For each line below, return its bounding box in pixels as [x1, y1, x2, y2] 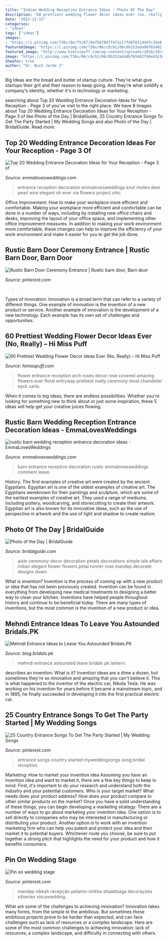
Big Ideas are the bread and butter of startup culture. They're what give [5, 77, 152, 83]
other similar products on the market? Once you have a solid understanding [5, 798, 160, 804]
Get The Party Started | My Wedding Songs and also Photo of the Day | [5, 119, 151, 125]
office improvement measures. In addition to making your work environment [5, 220, 161, 226]
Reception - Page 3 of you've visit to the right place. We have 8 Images [5, 103, 152, 109]
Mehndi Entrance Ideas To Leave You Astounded [5, 619, 159, 628]
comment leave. [17, 469, 51, 475]
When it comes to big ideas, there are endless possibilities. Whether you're [5, 393, 160, 399]
